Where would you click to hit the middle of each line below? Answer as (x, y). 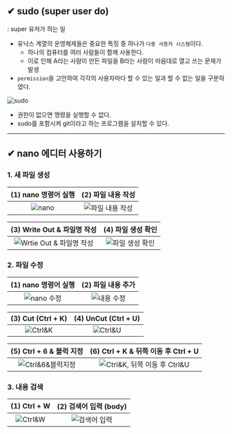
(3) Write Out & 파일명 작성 (54, 229)
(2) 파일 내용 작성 (109, 195)
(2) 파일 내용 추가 (109, 284)
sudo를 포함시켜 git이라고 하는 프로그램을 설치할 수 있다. (93, 123)
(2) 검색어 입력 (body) (92, 406)
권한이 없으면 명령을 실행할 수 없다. (64, 115)
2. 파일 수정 (25, 265)
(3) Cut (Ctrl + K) (39, 318)
